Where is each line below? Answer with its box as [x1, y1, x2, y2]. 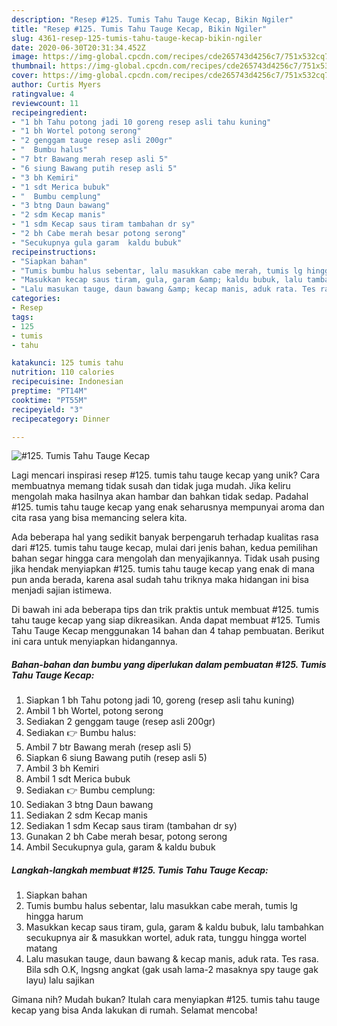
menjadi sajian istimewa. [11, 584, 113, 596]
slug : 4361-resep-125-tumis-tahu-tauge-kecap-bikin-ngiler [11, 33, 263, 43]
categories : [11, 294, 61, 304]
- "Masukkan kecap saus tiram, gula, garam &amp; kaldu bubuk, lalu [11, 275, 303, 285]
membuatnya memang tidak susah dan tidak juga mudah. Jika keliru [11, 480, 291, 492]
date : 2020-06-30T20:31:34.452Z [11, 42, 146, 53]
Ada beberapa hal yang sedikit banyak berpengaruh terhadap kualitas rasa [11, 531, 319, 543]
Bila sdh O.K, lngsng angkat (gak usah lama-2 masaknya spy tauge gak [25, 964, 319, 976]
